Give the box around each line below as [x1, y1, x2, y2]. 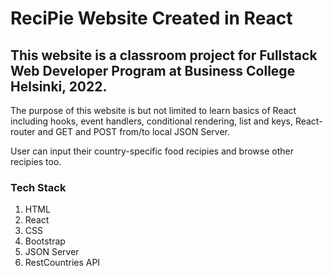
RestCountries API [24, 257, 101, 269]
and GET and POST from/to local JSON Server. [37, 126, 230, 137]
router [10, 126, 36, 137]
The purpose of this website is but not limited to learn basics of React [10, 105, 297, 116]
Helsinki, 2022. [10, 78, 108, 95]
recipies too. [10, 156, 62, 167]
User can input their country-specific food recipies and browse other [10, 145, 294, 157]
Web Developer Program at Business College [10, 62, 296, 79]
